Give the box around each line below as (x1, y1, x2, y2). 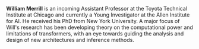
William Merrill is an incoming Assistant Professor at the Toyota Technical (6, 5, 187, 12)
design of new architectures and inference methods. (6, 37, 135, 43)
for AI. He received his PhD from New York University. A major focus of (6, 18, 180, 24)
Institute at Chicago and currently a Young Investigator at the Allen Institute (6, 11, 190, 18)
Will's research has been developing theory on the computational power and (6, 24, 193, 31)
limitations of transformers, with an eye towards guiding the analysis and (6, 30, 184, 37)
